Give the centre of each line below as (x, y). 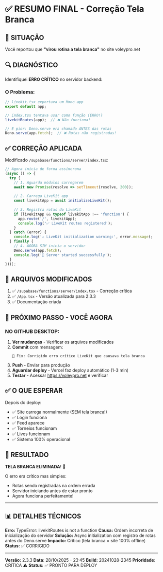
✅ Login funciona (29, 417)
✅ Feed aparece (28, 423)
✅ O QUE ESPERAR (34, 391)
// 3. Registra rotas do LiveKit (48, 210)
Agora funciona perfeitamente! (43, 496)
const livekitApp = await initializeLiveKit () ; (63, 201)
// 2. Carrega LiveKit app (41, 196)
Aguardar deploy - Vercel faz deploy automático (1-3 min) (70, 370)
